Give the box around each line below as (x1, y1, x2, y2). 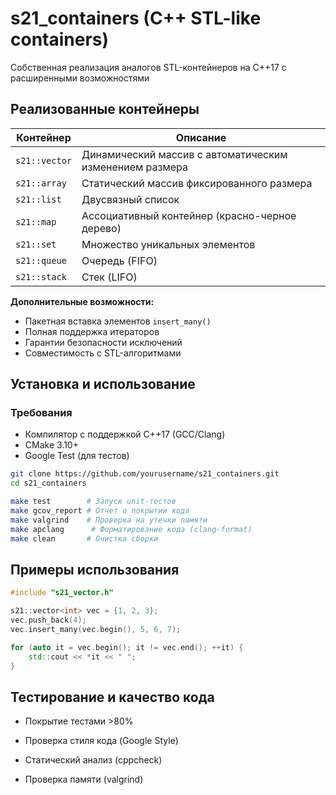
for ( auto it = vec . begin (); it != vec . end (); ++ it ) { (10, 642, 244, 652)
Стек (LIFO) (81, 270, 138, 284)
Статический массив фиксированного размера (81, 176, 313, 190)
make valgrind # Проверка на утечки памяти (10, 515, 208, 525)
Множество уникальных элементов (81, 237, 256, 251)
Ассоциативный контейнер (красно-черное (81, 208, 297, 222)
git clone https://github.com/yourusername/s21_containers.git (10, 469, 280, 479)
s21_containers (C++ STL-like (10, 7, 262, 30)
